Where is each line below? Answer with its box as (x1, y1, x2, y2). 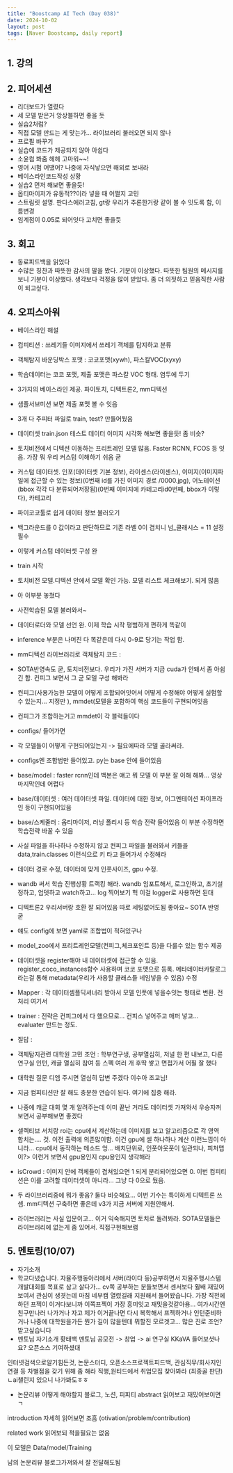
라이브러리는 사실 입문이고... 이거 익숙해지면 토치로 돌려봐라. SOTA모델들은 (17, 1214, 221, 1223)
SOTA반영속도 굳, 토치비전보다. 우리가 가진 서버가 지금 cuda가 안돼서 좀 (17, 665, 213, 673)
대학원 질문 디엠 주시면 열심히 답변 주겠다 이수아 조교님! (17, 1074, 168, 1082)
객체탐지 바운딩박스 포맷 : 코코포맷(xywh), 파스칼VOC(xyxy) (17, 355, 182, 364)
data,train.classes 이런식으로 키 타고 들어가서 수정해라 (17, 850, 167, 859)
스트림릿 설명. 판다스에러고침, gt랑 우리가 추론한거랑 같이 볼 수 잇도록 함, (17, 198, 214, 207)
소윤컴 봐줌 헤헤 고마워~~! (17, 154, 89, 163)
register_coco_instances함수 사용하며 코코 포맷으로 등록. (17, 965, 175, 974)
